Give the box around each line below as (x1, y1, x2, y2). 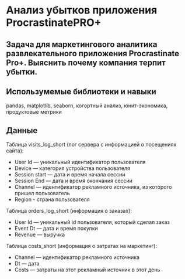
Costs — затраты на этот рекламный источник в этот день (14, 266, 160, 273)
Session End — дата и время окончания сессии (14, 177, 133, 185)
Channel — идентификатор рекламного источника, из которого (14, 183, 172, 190)
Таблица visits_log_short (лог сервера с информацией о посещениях (6, 141, 177, 148)
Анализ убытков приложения (6, 4, 158, 17)
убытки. (6, 67, 38, 77)
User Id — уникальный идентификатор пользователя (14, 159, 146, 166)
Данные (6, 125, 38, 135)
